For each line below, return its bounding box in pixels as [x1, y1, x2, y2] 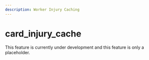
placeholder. [5, 49, 30, 55]
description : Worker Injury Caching [5, 7, 80, 12]
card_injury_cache [5, 28, 82, 39]
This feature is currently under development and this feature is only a [5, 44, 144, 50]
